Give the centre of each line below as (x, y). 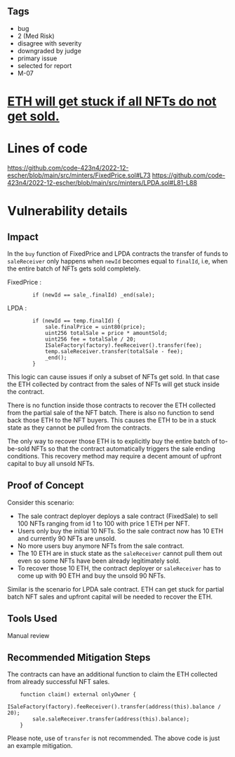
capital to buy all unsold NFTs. (51, 463)
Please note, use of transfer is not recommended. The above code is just (114, 738)
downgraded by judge (49, 50)
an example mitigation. (40, 746)
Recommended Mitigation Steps (79, 657)
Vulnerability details (67, 211)
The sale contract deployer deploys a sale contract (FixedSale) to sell (117, 516)
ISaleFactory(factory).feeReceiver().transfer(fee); (123, 345)
